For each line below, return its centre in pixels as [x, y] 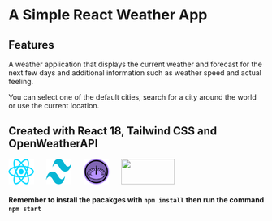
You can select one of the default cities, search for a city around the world [133, 97]
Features [31, 45]
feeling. [21, 81]
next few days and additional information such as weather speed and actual [135, 73]
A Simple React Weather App [108, 15]
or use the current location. [54, 106]
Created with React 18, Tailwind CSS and [113, 131]
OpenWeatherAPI [53, 144]
